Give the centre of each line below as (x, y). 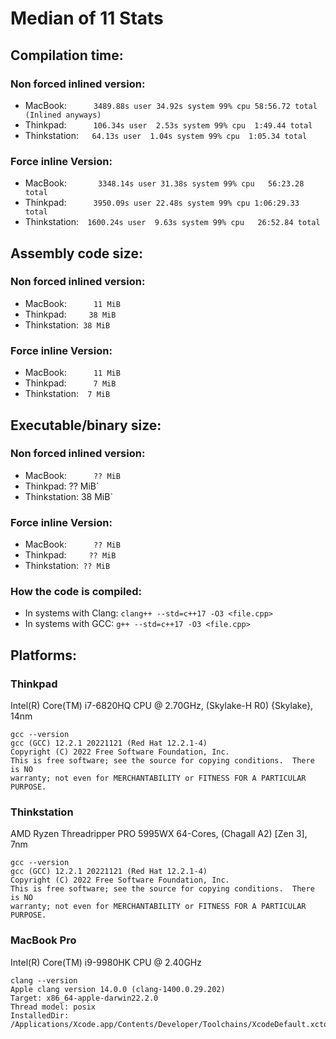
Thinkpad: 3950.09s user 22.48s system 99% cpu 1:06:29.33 (162, 203)
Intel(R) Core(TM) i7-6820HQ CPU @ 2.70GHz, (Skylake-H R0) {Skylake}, (162, 706)
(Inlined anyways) (63, 115)
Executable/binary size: (86, 425)
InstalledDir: (40, 1015)
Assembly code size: (76, 253)
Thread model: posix (53, 1007)
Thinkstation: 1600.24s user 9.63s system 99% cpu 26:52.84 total (172, 222)
